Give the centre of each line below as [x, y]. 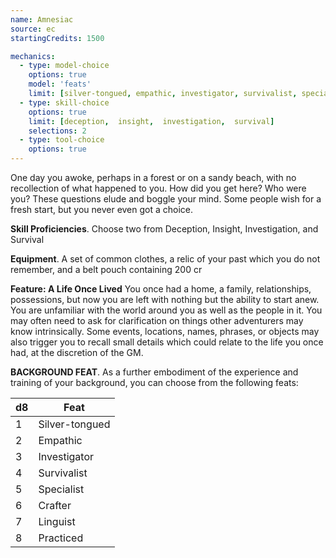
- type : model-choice [64, 66]
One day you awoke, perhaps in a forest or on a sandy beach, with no [153, 177]
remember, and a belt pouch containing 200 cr [106, 269]
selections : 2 [57, 131]
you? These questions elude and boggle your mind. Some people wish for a [166, 199]
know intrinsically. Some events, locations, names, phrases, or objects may [165, 331]
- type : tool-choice [62, 140]
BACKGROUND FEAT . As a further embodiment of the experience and [154, 372]
